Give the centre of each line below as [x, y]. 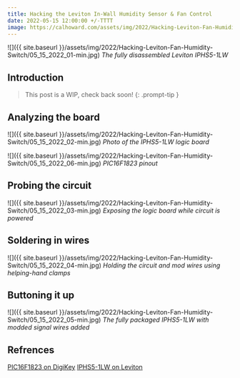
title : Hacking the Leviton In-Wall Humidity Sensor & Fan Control [110, 14]
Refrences [31, 350]
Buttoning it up [41, 296]
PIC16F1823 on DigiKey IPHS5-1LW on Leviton [75, 367]
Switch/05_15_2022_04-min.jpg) [55, 265]
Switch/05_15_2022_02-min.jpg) [54, 142]
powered [20, 218]
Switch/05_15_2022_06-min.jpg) [54, 163]
